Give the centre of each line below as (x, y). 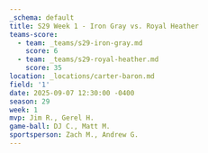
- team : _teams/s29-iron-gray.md (80, 43)
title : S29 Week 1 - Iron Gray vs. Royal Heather (104, 26)
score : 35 (44, 68)
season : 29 (30, 101)
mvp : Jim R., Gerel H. (52, 118)
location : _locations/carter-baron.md (82, 76)
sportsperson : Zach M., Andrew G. (74, 135)
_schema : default (42, 18)
